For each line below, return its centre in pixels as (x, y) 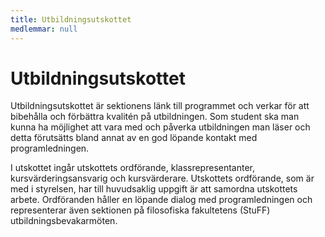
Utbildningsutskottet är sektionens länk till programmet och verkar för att (160, 106)
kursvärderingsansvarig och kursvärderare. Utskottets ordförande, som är (162, 178)
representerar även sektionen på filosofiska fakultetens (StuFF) (140, 210)
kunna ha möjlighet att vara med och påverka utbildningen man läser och (160, 127)
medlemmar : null (44, 29)
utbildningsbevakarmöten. (64, 221)
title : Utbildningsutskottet (71, 19)
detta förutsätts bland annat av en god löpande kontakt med (134, 138)
